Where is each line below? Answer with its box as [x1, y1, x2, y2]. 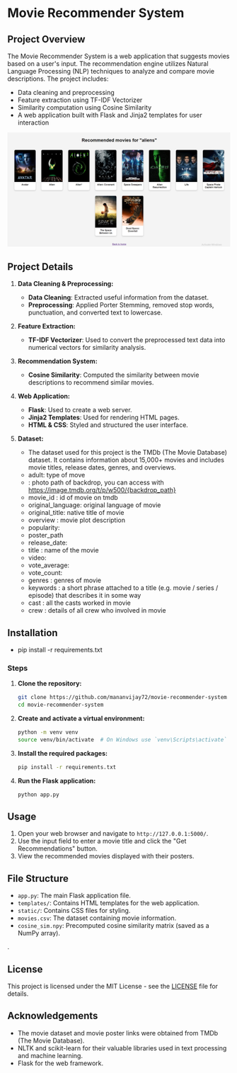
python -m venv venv [17, 729, 79, 736]
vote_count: [28, 569, 63, 577]
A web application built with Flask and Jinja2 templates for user [17, 111, 203, 119]
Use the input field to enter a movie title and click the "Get [17, 837, 187, 846]
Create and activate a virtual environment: [17, 714, 145, 723]
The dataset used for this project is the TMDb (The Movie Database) [28, 448, 228, 457]
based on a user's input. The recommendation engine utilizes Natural [7, 59, 209, 68]
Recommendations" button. [17, 844, 98, 853]
